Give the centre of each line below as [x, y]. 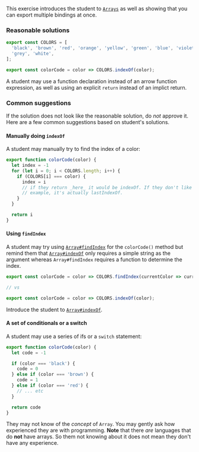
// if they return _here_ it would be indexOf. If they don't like [107, 187]
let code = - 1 [29, 353]
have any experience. [33, 443]
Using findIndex [26, 233]
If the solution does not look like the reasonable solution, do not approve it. [97, 116]
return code [26, 407]
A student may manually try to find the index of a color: [73, 149]
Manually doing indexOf [36, 135]
